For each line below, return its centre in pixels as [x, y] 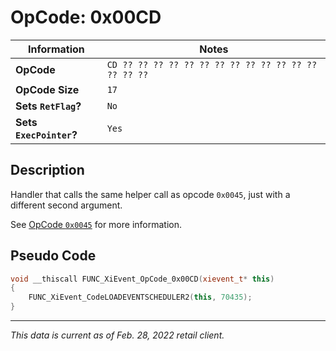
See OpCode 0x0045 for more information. [96, 224]
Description [47, 170]
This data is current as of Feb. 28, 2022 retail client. [117, 335]
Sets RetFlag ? [48, 106]
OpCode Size [47, 89]
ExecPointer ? [46, 134]
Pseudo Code [53, 256]
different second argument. [66, 205]
